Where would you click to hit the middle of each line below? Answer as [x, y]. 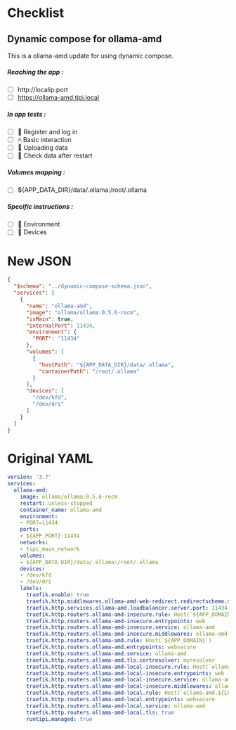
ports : [29, 530]
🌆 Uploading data [42, 148]
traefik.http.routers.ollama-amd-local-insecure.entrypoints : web [125, 673]
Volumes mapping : [36, 172]
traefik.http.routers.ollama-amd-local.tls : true [100, 712]
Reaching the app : [35, 72]
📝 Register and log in [47, 132]
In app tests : [27, 114]
